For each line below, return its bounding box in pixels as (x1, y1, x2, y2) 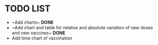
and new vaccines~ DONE (11, 30, 66, 36)
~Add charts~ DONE (11, 19, 54, 25)
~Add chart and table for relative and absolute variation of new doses (11, 24, 154, 30)
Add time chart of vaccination (11, 35, 73, 41)
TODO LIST (4, 3, 51, 14)
